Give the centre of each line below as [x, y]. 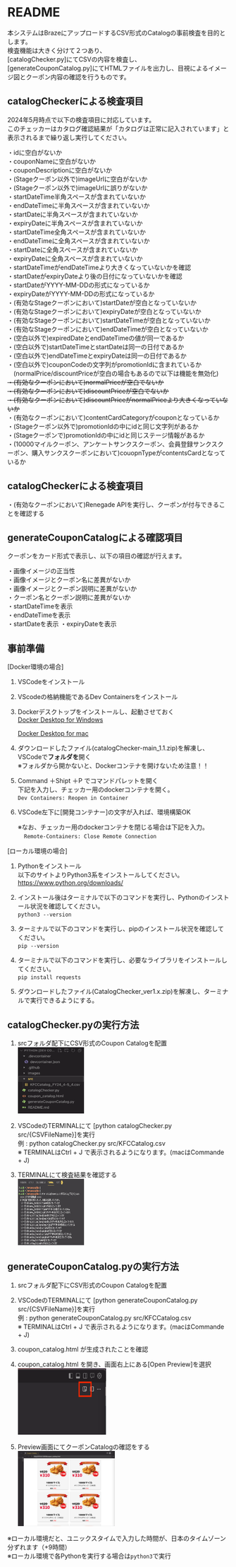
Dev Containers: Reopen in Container [73, 798]
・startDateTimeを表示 [40, 606]
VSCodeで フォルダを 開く [54, 757]
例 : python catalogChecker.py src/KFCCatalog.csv [91, 1143]
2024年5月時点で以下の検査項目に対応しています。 [81, 119]
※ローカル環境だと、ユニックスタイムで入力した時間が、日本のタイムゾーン [117, 1538]
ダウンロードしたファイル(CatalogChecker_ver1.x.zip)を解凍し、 [111, 992]
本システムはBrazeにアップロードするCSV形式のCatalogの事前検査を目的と [117, 33]
